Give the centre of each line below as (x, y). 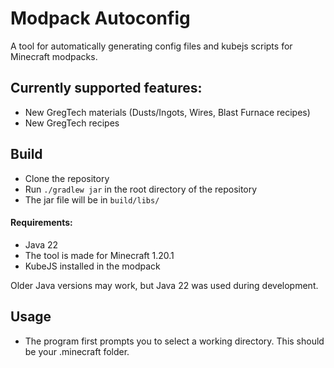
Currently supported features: (106, 88)
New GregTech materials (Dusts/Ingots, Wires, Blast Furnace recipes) (167, 112)
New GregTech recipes (72, 123)
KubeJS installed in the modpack (92, 266)
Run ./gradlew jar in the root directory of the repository (141, 189)
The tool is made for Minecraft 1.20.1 (99, 255)
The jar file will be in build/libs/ (92, 199)
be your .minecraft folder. (77, 351)
